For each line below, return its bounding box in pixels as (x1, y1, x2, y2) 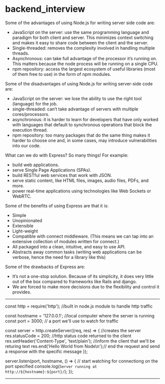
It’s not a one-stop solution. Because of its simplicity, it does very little (12, 273, 154, 279)
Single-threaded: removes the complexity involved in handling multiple (12, 45, 155, 51)
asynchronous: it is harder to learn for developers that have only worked (12, 116, 159, 122)
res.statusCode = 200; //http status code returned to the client (5, 333, 132, 339)
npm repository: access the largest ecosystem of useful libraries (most (12, 66, 156, 72)
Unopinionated (12, 217, 43, 223)
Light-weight (12, 228, 38, 234)
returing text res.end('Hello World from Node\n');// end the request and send (5, 343, 160, 349)
